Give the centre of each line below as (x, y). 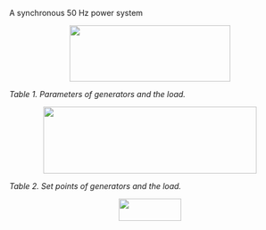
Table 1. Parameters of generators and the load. (97, 94)
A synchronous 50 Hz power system (76, 13)
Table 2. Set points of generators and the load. (95, 186)
